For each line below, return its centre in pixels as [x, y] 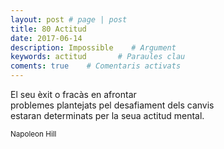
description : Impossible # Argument [93, 47]
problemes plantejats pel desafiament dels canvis [112, 105]
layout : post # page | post [69, 19]
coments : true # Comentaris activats [96, 66]
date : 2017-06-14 [46, 38]
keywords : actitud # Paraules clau [98, 57]
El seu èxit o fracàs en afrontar [73, 94]
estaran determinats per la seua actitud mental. [107, 115]
